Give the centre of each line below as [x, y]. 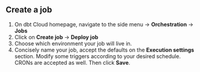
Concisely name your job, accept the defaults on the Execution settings [104, 50]
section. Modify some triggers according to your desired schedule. [98, 56]
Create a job [29, 10]
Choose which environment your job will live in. [73, 43]
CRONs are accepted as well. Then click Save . [72, 62]
